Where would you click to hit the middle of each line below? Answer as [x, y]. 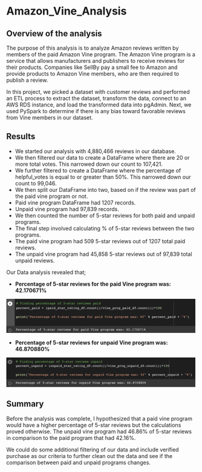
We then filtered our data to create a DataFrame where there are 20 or [102, 157]
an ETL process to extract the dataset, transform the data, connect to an [96, 98]
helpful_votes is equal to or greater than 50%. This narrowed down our [103, 177]
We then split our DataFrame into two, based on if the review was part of [105, 189]
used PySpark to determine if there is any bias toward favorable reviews [96, 111]
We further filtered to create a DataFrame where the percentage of [98, 170]
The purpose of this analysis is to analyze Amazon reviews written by [93, 48]
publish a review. [27, 80]
